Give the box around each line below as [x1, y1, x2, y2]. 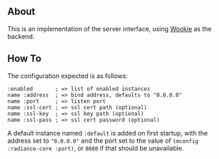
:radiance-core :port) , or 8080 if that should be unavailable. [7, 143, 184, 152]
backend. [7, 32, 35, 40]
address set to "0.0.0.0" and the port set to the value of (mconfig [7, 136, 198, 145]
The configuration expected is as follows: [7, 71, 128, 80]
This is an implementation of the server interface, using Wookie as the [7, 24, 212, 33]
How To [7, 53, 42, 65]
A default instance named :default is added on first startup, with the [7, 128, 208, 137]
